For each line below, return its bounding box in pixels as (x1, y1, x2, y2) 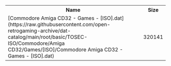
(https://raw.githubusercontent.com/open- (8, 21, 110, 28)
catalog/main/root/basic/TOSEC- (8, 34, 88, 40)
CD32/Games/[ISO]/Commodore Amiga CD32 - (8, 46, 123, 53)
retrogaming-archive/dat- (8, 27, 71, 34)
